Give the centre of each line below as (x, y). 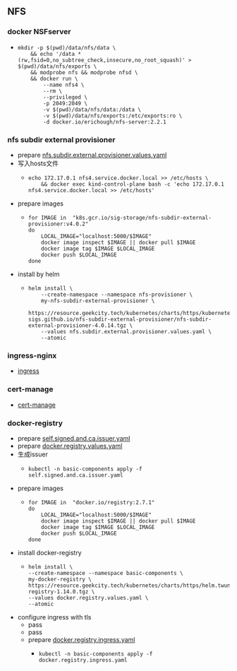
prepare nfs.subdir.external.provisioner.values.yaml (92, 155)
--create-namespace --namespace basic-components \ (105, 573)
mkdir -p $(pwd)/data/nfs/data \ (67, 48)
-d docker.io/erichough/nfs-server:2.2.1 (105, 122)
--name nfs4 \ (64, 85)
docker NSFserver (39, 32)
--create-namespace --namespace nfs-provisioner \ (117, 295)
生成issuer (32, 454)
